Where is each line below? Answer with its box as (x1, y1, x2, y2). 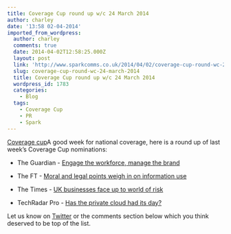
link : (13, 61, 30, 68)
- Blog (19, 94, 38, 100)
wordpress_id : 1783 (13, 81, 69, 87)
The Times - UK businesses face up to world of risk (16, 185, 164, 193)
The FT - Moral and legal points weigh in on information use (16, 171, 187, 180)
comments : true (13, 42, 57, 49)
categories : (13, 87, 48, 94)
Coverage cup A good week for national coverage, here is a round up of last (7, 138, 221, 146)
